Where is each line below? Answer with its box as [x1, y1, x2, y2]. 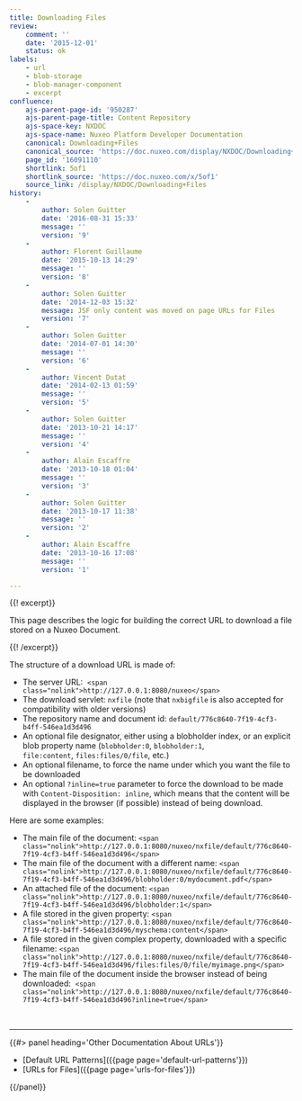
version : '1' [41, 565, 91, 574]
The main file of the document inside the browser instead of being [22, 969, 268, 980]
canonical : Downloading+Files [25, 139, 139, 148]
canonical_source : [25, 147, 94, 156]
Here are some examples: [9, 815, 105, 826]
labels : [9, 55, 39, 64]
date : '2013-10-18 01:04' [41, 465, 139, 474]
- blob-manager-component [25, 80, 123, 89]
